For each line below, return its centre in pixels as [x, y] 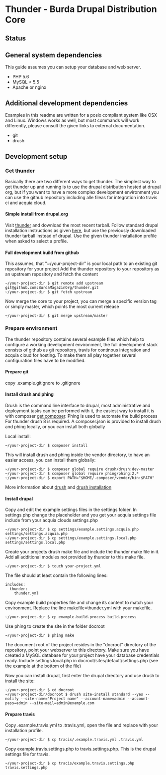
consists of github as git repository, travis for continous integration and [78, 350]
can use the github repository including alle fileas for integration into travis [81, 197]
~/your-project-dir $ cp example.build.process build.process [71, 617]
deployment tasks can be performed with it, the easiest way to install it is [80, 411]
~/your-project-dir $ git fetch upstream [49, 292]
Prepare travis [20, 714]
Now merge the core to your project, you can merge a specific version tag [81, 301]
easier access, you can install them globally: [50, 460]
